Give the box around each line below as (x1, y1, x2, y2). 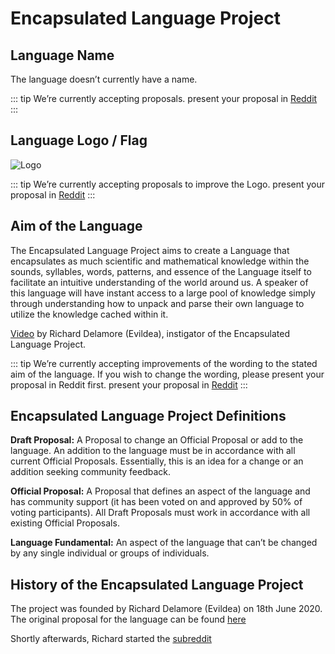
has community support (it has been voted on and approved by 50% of (10, 496, 303, 508)
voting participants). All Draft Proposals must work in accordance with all (10, 507, 311, 519)
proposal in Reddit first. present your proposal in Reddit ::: (10, 378, 248, 391)
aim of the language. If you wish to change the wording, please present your (10, 368, 325, 380)
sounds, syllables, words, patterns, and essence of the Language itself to (10, 265, 312, 277)
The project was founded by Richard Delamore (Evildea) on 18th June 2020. (10, 603, 323, 615)
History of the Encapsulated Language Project (10, 576, 304, 593)
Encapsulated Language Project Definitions (10, 408, 287, 425)
